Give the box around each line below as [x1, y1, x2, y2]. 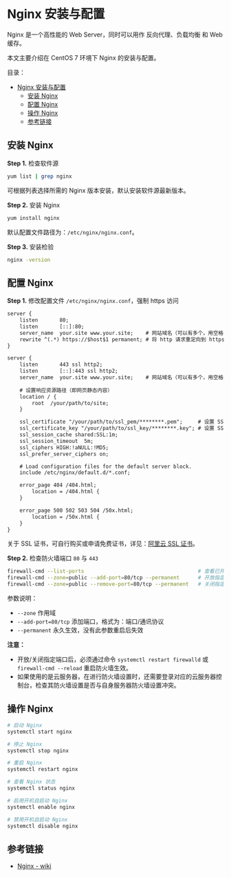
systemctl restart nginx [7, 766, 78, 773]
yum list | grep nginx [7, 173, 72, 180]
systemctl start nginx [7, 728, 72, 735]
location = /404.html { [32, 488, 100, 495]
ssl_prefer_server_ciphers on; [19, 451, 109, 457]
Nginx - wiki [16, 862, 52, 870]
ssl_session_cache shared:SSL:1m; [19, 431, 118, 438]
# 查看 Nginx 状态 [7, 778, 56, 785]
